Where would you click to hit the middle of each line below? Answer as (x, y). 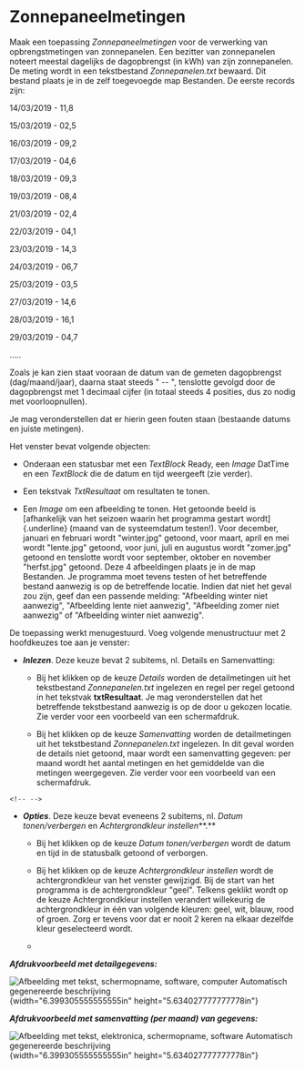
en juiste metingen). (47, 429)
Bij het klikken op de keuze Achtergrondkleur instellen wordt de (155, 870)
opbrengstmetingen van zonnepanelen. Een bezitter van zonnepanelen (142, 51)
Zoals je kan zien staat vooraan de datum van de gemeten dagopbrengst (146, 372)
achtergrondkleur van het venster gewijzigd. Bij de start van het (155, 880)
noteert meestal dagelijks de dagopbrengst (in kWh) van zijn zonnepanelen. (152, 61)
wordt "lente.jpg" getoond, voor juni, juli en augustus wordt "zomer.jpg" (157, 547)
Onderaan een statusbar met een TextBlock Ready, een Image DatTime (156, 464)
